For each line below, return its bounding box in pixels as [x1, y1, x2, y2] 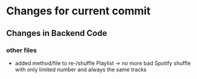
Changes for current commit [6, 4, 151, 18]
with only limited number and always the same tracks [14, 66, 147, 73]
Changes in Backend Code [6, 28, 108, 38]
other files [6, 46, 37, 54]
